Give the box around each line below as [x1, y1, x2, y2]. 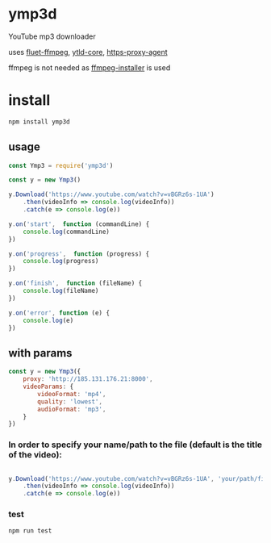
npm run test [8, 527, 52, 535]
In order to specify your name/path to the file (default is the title [8, 439, 263, 450]
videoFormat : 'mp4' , [37, 390, 106, 398]
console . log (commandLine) [23, 228, 110, 236]
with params [8, 346, 73, 360]
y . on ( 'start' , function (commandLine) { [8, 219, 150, 228]
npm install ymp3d [8, 118, 70, 126]
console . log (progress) [23, 257, 99, 265]
